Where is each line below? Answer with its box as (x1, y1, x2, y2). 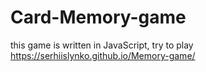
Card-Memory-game (10, 6, 187, 29)
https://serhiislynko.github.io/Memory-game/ (10, 49, 196, 61)
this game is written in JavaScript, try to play (10, 39, 194, 51)
